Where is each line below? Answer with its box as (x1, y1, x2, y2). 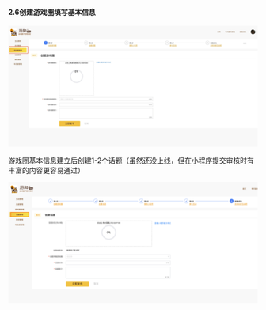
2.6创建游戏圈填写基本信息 (8, 7, 97, 17)
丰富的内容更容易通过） (8, 166, 85, 176)
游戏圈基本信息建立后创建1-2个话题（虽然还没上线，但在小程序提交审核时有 (8, 156, 255, 165)
